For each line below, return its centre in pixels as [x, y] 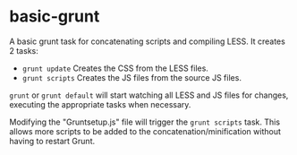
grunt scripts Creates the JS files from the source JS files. [132, 77]
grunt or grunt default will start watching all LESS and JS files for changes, [149, 95]
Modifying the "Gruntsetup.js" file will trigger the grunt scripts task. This [144, 122]
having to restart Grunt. [52, 141]
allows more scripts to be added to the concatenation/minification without [145, 131]
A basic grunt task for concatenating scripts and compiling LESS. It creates [148, 41]
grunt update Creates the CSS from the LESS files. [115, 68]
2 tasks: [24, 50]
